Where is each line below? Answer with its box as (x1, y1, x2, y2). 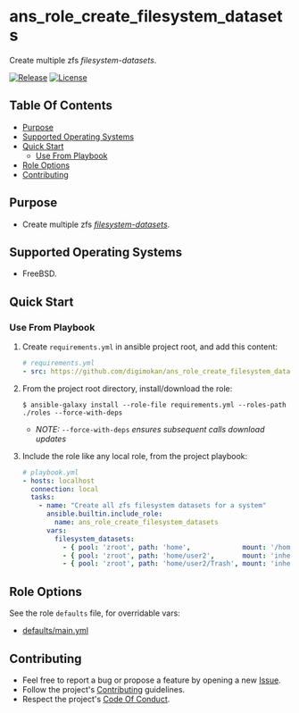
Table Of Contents (9, 98, 113, 113)
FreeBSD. (21, 268, 57, 279)
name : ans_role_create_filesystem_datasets (54, 518, 219, 527)
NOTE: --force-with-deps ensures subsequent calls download (35, 424, 265, 434)
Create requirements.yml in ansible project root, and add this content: (21, 341, 278, 352)
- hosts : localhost (21, 476, 96, 485)
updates (35, 433, 67, 444)
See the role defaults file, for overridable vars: (9, 608, 180, 618)
